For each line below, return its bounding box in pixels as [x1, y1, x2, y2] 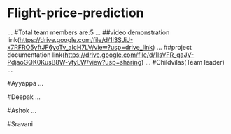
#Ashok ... [7, 106, 37, 114]
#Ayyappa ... [7, 79, 44, 87]
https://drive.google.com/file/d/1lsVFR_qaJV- [64, 51, 195, 59]
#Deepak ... [7, 93, 41, 101]
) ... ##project [153, 43, 192, 51]
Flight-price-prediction [7, 5, 144, 21]
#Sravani [7, 119, 34, 128]
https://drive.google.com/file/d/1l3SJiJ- [19, 35, 134, 43]
